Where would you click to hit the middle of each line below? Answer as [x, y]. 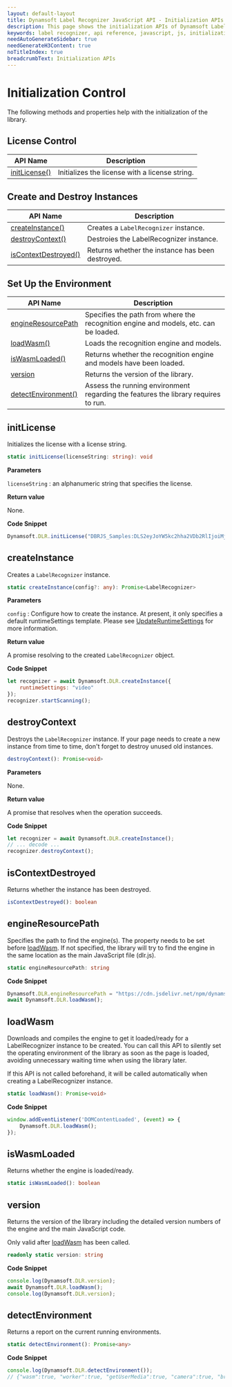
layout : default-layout [41, 13]
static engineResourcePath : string [58, 968]
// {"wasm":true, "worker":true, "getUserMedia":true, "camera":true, [111, 1377]
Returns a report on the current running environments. [84, 1332]
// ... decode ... [33, 845]
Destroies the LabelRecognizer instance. [153, 239]
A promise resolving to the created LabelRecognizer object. [91, 655]
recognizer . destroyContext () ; [51, 852]
